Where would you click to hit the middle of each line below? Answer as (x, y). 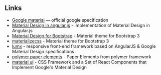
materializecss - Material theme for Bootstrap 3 (60, 41)
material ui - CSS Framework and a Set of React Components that (79, 62)
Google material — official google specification (60, 20)
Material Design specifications (43, 51)
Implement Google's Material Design (49, 67)
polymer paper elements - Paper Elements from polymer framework (81, 57)
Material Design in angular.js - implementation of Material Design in (81, 25)
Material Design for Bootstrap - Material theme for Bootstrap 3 (76, 36)
